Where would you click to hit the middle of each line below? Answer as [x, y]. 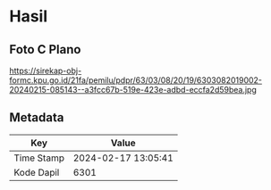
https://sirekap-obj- [46, 70]
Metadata [37, 118]
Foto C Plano [45, 50]
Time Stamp [39, 158]
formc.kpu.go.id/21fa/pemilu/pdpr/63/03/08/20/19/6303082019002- [135, 80]
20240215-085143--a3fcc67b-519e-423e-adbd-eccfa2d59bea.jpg [133, 90]
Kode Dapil [37, 172]
